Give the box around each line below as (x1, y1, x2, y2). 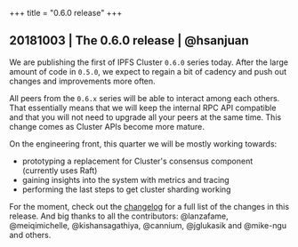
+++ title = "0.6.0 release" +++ (9, 8, 123, 18)
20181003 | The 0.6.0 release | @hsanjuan (9, 33, 249, 48)
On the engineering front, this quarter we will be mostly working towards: (9, 138, 278, 149)
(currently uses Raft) (21, 164, 98, 176)
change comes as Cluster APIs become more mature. (9, 121, 205, 131)
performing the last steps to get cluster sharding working (21, 184, 231, 195)
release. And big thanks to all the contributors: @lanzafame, (9, 211, 229, 221)
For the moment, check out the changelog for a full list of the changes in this (9, 201, 290, 211)
